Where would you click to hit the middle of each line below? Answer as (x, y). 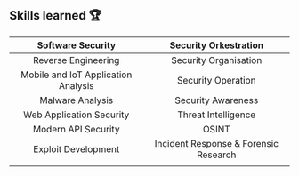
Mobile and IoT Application (77, 75)
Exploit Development (77, 148)
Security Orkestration (217, 45)
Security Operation (216, 80)
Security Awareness (217, 100)
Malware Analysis (77, 100)
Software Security (77, 45)
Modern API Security (76, 129)
